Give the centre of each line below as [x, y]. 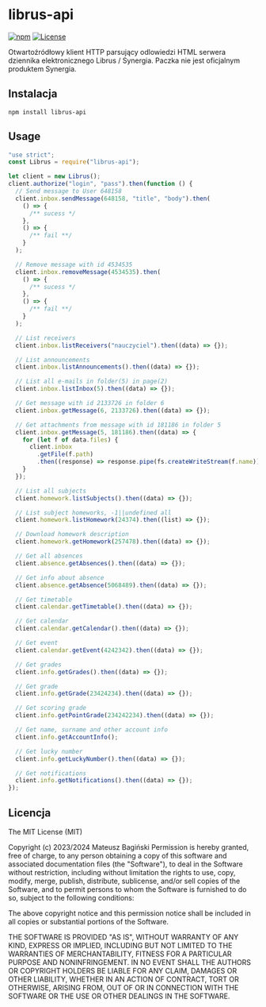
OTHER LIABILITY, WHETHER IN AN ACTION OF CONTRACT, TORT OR [123, 979]
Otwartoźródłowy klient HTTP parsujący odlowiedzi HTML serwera [117, 52]
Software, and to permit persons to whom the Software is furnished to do [127, 889]
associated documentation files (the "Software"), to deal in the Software [126, 864]
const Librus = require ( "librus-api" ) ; [74, 162]
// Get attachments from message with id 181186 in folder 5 [118, 425]
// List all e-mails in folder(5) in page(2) [92, 382]
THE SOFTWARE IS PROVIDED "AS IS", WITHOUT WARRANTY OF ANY [123, 937]
